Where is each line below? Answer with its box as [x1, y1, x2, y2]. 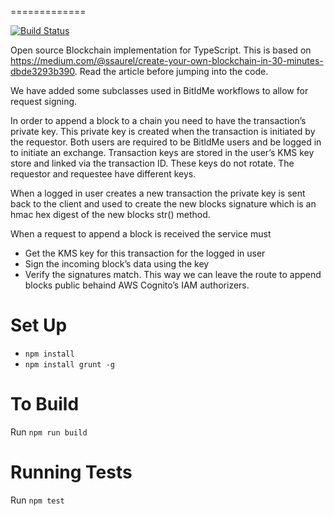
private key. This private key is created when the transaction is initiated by [10, 126, 316, 137]
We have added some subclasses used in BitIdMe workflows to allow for [10, 85, 309, 96]
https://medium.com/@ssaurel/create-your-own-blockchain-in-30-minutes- [10, 55, 324, 66]
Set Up [10, 314, 68, 337]
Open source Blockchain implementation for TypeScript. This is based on [10, 44, 312, 56]
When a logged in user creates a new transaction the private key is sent [10, 187, 306, 199]
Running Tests [10, 461, 133, 484]
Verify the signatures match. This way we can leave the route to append [24, 269, 322, 280]
